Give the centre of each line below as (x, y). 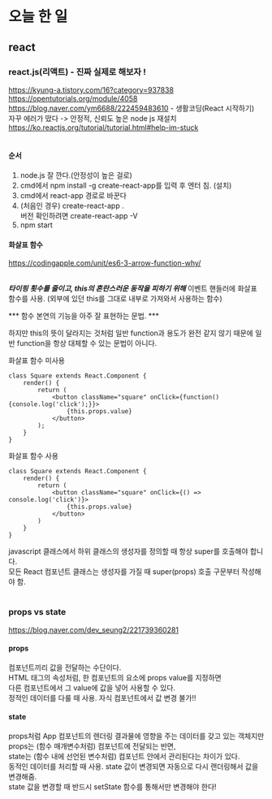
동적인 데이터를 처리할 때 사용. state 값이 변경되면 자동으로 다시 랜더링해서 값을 (134, 766)
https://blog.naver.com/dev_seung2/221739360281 (94, 629)
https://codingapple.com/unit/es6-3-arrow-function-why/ (105, 263)
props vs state (37, 612)
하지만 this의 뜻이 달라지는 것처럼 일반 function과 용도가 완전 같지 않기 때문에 (131, 333)
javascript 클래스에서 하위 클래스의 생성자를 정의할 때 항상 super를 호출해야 (129, 551)
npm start (36, 225)
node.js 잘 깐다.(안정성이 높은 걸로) (76, 175)
